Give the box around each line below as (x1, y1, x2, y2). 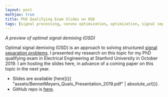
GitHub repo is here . (12, 86, 54, 92)
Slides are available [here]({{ (12, 75, 71, 81)
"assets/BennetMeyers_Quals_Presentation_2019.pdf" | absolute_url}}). (12, 81, 159, 87)
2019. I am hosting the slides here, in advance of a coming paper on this (5, 60, 153, 66)
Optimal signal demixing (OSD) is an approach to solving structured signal (5, 44, 157, 50)
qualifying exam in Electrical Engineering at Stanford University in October (5, 55, 158, 61)
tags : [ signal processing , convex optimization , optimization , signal (5, 21, 155, 26)
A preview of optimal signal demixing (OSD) (5, 35, 95, 41)
